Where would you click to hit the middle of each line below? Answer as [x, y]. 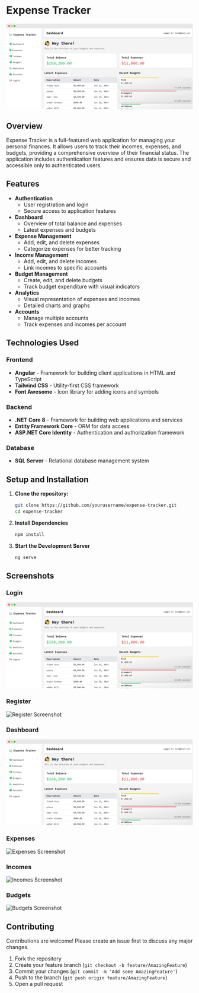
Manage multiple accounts [56, 318]
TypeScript [28, 379]
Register [19, 701]
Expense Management [43, 236]
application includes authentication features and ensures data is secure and [99, 159]
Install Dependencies [41, 523]
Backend [19, 407]
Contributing [30, 926]
